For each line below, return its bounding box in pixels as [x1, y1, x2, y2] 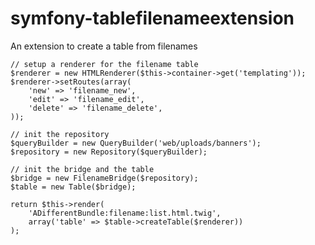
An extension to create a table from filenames [10, 40, 198, 52]
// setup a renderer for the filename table [10, 59, 199, 69]
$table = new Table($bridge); [10, 182, 137, 192]
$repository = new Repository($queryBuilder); [10, 147, 208, 157]
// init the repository [10, 129, 110, 139]
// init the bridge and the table [10, 164, 155, 174]
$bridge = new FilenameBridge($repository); [10, 173, 199, 183]
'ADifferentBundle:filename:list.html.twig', [28, 208, 222, 218]
